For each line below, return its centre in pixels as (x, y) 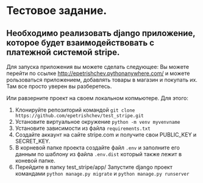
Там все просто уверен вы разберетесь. (59, 86)
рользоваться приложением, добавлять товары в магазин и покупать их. (102, 80)
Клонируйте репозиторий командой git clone (75, 110)
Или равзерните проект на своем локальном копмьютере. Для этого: (98, 98)
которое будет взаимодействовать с (80, 42)
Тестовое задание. (57, 11)
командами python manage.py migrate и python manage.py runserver (102, 174)
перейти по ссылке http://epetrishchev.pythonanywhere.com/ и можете (98, 73)
